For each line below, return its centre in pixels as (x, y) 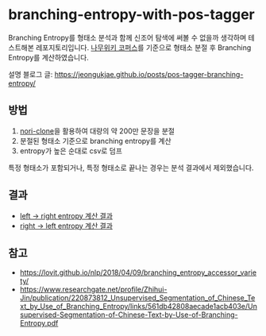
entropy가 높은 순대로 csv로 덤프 (71, 151)
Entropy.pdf (39, 323)
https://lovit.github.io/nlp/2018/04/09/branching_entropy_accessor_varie (138, 272)
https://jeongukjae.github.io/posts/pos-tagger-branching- (149, 74)
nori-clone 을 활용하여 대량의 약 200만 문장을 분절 (97, 131)
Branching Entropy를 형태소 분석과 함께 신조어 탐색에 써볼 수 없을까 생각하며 (127, 37)
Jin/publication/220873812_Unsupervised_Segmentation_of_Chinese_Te (137, 298)
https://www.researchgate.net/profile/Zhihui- (93, 290)
